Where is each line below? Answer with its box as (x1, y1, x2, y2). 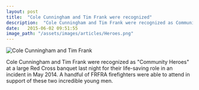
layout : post (6, 8, 38, 15)
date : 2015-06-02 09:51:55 (6, 25, 78, 31)
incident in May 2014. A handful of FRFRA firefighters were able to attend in (6, 71, 191, 78)
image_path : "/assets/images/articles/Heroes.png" (6, 31, 134, 37)
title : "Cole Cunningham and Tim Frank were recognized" (6, 14, 152, 20)
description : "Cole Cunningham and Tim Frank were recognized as (6, 20, 174, 25)
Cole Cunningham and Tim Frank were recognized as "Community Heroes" (6, 59, 190, 66)
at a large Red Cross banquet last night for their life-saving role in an (6, 65, 173, 72)
